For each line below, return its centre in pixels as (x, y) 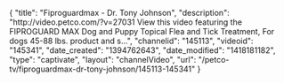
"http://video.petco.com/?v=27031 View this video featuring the (126, 22)
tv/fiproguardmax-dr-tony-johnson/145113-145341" (102, 69)
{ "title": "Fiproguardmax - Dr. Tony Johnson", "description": (119, 13)
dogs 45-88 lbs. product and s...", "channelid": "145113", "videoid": (131, 41)
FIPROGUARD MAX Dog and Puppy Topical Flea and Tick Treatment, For (142, 31)
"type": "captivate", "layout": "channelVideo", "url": (103, 60)
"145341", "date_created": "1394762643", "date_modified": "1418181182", (142, 50)
